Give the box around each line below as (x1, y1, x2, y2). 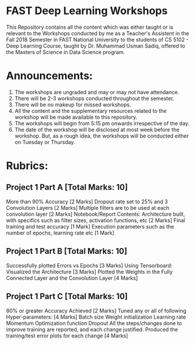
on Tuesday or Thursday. (14, 138, 75, 145)
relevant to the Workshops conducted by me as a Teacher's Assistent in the (6, 29, 189, 36)
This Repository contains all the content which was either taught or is (6, 24, 173, 31)
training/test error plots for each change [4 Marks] (6, 332, 128, 339)
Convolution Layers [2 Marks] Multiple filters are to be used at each (6, 204, 170, 211)
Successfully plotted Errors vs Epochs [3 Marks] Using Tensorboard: (6, 262, 173, 269)
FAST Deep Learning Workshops (6, 4, 168, 18)
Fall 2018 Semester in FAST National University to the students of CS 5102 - (6, 36, 189, 43)
